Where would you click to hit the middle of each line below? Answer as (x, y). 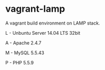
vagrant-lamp (35, 9)
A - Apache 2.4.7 (23, 43)
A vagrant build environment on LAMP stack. (53, 23)
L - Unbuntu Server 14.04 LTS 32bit (43, 33)
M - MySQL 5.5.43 (25, 53)
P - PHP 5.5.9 (20, 62)
